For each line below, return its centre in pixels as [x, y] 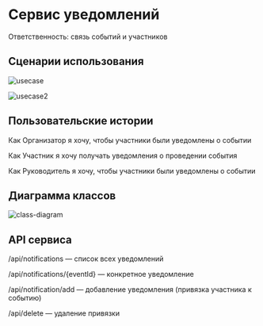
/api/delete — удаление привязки [64, 313]
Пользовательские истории [81, 121]
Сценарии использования [76, 61]
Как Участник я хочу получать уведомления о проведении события [123, 155]
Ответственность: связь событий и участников [88, 36]
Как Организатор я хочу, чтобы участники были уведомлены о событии [130, 140]
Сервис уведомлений [84, 15]
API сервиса [40, 240]
